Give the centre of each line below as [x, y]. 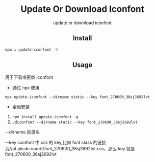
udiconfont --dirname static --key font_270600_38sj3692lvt [75, 122]
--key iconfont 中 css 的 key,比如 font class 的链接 [56, 143]
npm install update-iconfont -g [45, 117]
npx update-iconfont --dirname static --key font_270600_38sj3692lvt [78, 97]
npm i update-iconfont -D [31, 49]
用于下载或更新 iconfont [29, 77]
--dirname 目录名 [23, 132]
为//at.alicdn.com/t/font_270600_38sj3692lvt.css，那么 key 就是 [70, 149]
